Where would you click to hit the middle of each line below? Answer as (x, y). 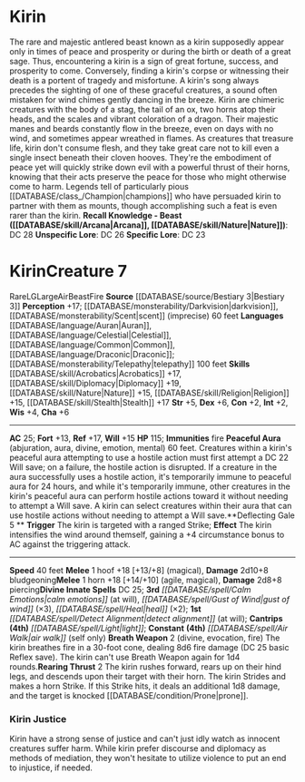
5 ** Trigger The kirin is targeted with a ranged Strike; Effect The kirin (141, 524)
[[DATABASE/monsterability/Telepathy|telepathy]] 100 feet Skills (130, 364)
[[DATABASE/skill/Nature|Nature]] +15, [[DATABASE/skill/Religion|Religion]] (149, 393)
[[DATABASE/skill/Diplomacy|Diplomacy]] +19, (95, 383)
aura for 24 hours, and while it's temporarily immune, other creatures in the (150, 486)
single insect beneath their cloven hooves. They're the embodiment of (141, 157)
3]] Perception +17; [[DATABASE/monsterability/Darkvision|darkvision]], (144, 306)
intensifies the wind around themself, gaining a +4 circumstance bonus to (147, 534)
